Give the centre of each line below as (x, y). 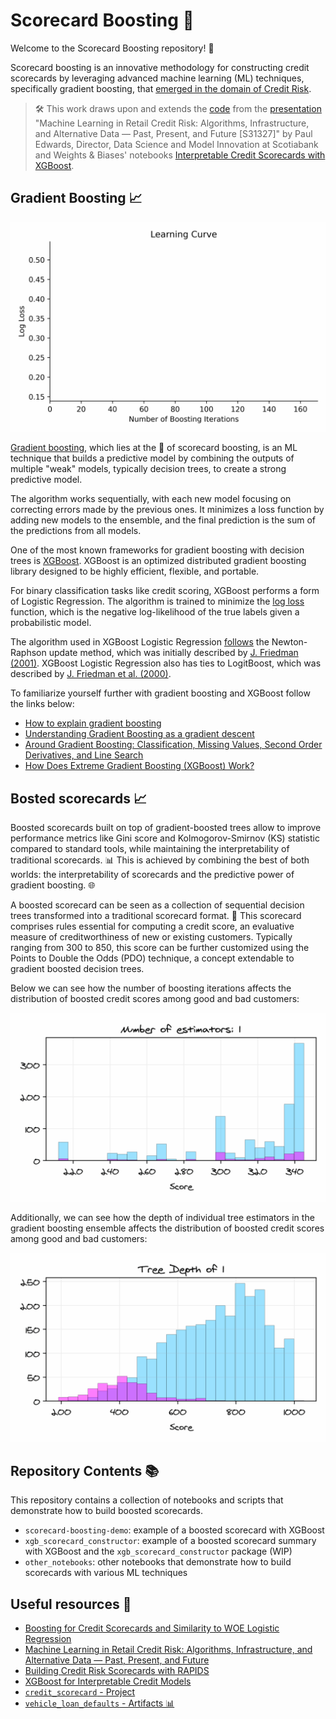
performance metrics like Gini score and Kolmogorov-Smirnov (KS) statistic (165, 838)
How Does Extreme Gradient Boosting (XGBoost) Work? (139, 766)
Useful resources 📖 (71, 1604)
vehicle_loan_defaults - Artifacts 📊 (99, 1703)
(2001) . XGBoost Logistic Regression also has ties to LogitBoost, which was (166, 663)
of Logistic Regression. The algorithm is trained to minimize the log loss (157, 601)
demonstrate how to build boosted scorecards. (106, 1511)
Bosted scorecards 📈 (79, 798)
